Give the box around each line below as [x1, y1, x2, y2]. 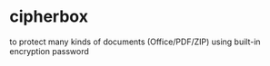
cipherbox [9, 6, 89, 27]
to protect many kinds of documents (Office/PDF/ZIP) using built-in [9, 36, 261, 47]
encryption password [9, 45, 89, 56]
